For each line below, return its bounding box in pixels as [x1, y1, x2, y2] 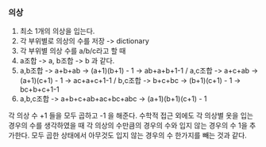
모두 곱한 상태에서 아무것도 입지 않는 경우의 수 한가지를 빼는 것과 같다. [31, 130, 248, 140]
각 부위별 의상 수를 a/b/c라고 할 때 [19, 46, 126, 56]
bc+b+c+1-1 [19, 85, 60, 94]
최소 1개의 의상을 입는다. [19, 26, 95, 36]
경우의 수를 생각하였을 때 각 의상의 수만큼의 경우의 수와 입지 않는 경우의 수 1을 [8, 121, 248, 130]
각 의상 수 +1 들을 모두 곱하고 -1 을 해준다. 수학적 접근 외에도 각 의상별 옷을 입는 [8, 111, 254, 120]
